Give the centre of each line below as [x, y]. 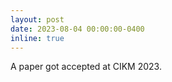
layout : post [37, 19]
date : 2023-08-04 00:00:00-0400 [77, 29]
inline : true [37, 38]
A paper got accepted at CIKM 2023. [86, 67]
